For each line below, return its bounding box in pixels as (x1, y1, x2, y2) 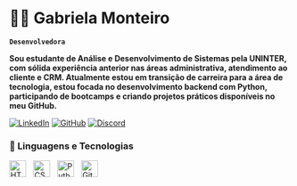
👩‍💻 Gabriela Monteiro (9, 8, 170, 28)
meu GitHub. (9, 100, 58, 110)
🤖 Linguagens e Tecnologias (9, 140, 134, 152)
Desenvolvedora (9, 37, 66, 46)
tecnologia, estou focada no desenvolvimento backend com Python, (9, 81, 268, 92)
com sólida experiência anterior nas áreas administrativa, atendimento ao (9, 62, 288, 73)
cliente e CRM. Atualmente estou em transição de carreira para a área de (9, 71, 284, 83)
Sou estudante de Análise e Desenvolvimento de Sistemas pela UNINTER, (9, 53, 287, 63)
